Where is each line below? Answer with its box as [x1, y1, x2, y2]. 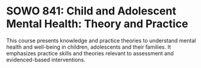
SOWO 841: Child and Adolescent [6, 4, 176, 18]
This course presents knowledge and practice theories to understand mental [6, 37, 196, 44]
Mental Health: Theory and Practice [6, 17, 188, 31]
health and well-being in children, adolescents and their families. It [6, 43, 172, 51]
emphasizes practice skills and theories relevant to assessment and [6, 49, 174, 57]
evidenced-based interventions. [6, 56, 85, 63]
